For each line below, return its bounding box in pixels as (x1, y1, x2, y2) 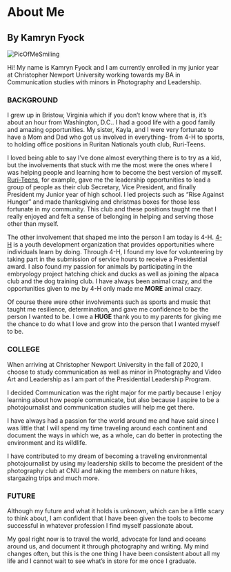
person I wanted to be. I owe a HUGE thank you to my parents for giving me (7, 312, 222, 321)
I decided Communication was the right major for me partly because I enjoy (7, 388, 222, 397)
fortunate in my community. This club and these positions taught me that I (7, 205, 217, 213)
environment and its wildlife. (7, 438, 88, 446)
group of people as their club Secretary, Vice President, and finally (7, 183, 197, 191)
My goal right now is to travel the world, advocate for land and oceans (7, 535, 207, 543)
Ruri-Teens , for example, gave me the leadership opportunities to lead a (7, 175, 211, 184)
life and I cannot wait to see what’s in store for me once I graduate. (7, 557, 197, 565)
